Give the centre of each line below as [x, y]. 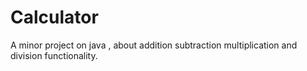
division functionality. [54, 55]
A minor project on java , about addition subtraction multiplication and [154, 45]
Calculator [54, 17]
